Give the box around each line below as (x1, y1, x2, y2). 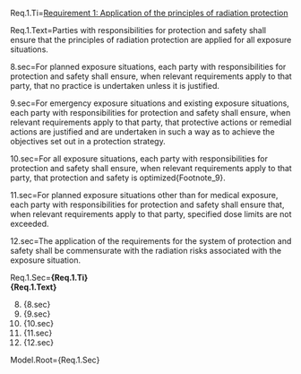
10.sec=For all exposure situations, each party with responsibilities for (10, 153, 268, 164)
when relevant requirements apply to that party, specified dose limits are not (10, 209, 292, 219)
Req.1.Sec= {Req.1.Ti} (10, 273, 89, 283)
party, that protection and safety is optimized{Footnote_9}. (10, 172, 227, 183)
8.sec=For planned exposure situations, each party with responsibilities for (10, 62, 287, 72)
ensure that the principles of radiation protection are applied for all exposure (10, 35, 292, 45)
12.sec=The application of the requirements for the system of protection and (10, 236, 292, 246)
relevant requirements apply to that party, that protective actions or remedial (10, 117, 292, 127)
